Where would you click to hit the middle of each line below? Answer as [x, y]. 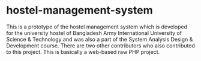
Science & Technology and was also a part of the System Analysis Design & [100, 39]
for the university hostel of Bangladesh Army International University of [94, 33]
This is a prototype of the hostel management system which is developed [97, 27]
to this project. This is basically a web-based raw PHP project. [83, 52]
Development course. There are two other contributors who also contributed [100, 46]
